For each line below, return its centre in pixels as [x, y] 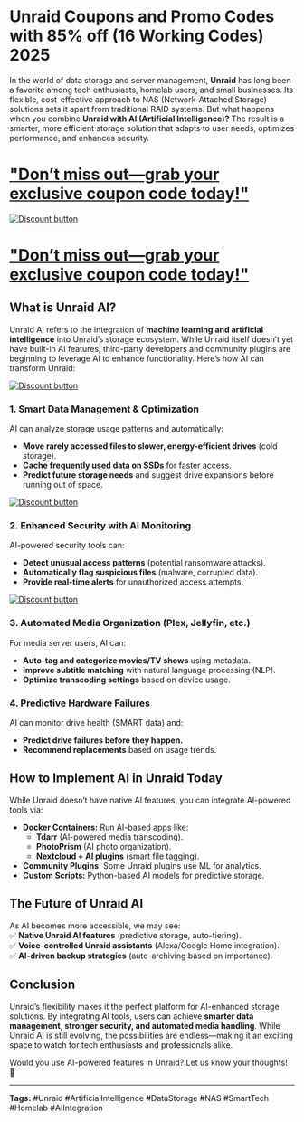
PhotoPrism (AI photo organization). [104, 846]
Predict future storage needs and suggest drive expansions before [148, 475]
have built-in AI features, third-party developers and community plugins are [150, 348]
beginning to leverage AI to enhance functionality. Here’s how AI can [137, 358]
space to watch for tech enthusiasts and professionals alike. [121, 1045]
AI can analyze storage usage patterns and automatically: [117, 429]
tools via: [26, 809]
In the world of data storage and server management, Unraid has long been [150, 80]
